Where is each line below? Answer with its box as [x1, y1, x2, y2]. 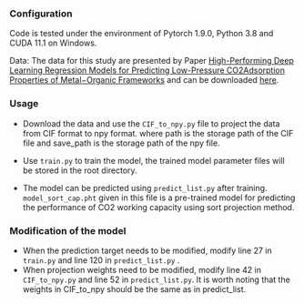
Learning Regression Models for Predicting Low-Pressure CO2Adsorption [9, 65, 285, 76]
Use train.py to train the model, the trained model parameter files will [22, 155, 285, 166]
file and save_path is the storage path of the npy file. [22, 137, 220, 148]
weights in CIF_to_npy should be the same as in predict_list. [22, 283, 247, 294]
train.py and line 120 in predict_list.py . [22, 254, 180, 266]
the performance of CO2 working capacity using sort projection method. [22, 201, 295, 212]
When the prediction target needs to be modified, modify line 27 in [22, 245, 272, 256]
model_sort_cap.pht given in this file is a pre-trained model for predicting [22, 192, 296, 203]
